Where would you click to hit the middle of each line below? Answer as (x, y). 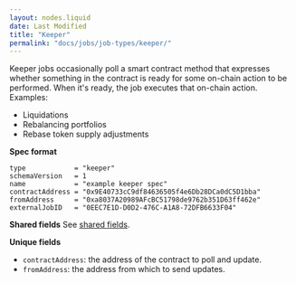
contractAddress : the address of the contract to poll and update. (142, 259)
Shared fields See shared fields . (70, 225)
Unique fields (35, 242)
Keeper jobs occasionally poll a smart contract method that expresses (140, 69)
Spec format (33, 152)
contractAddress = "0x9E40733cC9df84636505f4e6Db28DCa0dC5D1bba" (135, 192)
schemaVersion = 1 (48, 176)
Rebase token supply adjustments (86, 134)
